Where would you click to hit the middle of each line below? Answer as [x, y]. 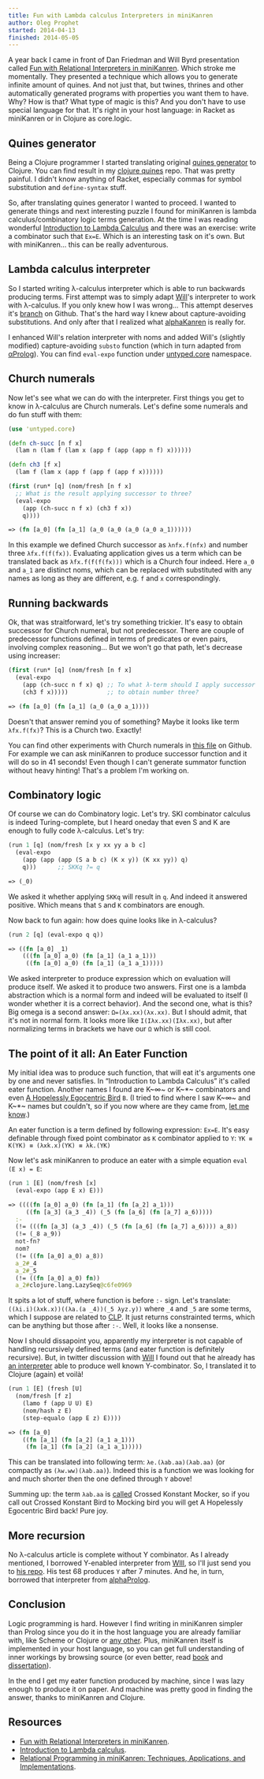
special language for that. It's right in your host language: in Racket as [121, 110]
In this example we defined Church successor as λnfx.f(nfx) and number [128, 545]
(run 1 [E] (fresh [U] [45, 1389]
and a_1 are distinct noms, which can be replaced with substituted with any [130, 570]
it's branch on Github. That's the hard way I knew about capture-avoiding [127, 313]
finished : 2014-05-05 [44, 37]
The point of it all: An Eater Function [98, 1054]
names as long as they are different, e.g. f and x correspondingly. [114, 578]
